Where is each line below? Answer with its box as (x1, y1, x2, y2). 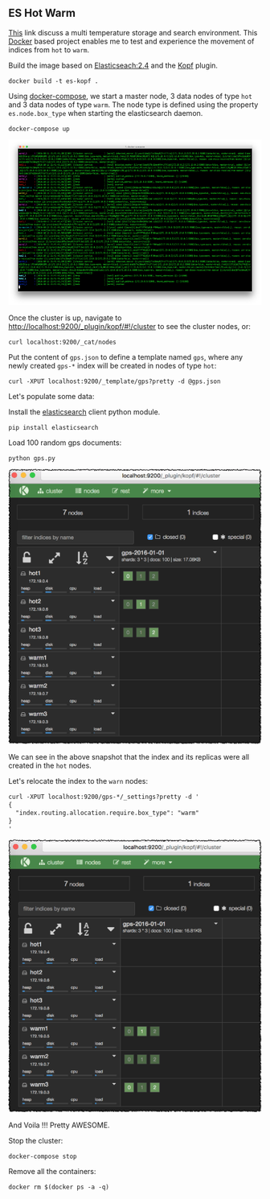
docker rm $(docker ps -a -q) (8, 1183, 110, 1191)
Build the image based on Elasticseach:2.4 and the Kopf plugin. (8, 60, 219, 70)
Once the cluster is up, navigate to (8, 313, 122, 323)
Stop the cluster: (8, 1135, 63, 1145)
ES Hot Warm (8, 6, 76, 20)
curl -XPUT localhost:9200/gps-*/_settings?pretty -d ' (8, 793, 199, 801)
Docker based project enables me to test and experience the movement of (8, 36, 255, 46)
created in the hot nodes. (8, 760, 92, 770)
